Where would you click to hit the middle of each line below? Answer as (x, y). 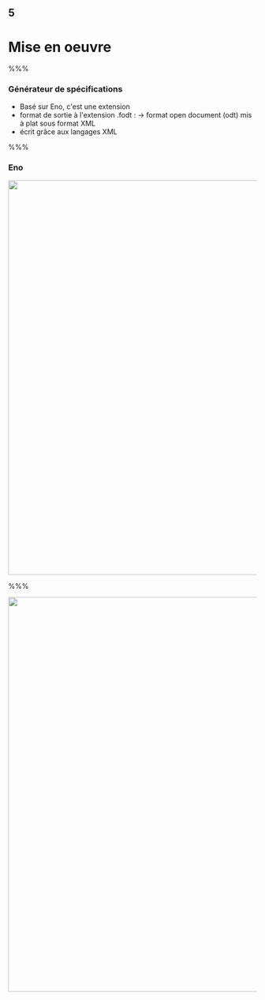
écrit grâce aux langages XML (68, 131)
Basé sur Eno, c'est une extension (75, 107)
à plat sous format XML (58, 123)
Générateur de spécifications (65, 89)
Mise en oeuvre (60, 47)
